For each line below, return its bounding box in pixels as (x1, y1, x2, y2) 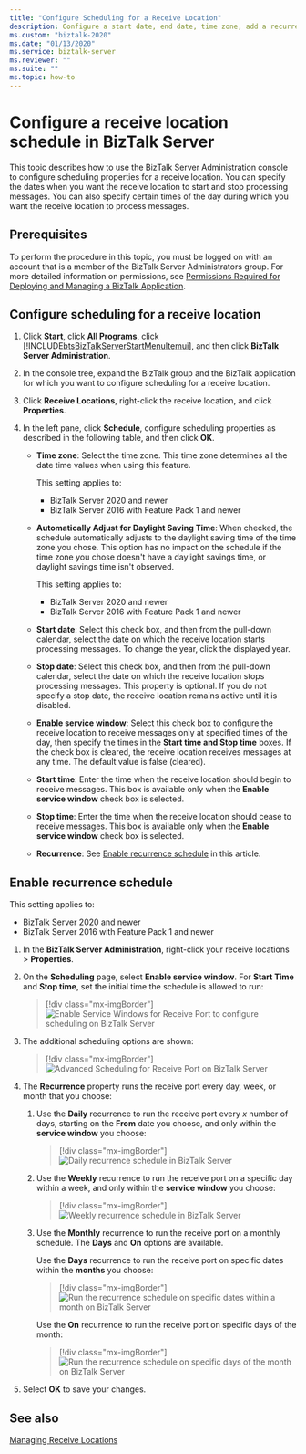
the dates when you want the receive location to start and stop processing (9, 181, 289, 192)
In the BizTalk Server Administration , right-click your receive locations (22, 944, 290, 955)
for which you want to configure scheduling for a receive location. (22, 378, 270, 389)
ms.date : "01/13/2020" (9, 38, 96, 48)
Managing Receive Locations (9, 1434, 118, 1445)
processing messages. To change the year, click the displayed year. (36, 643, 291, 654)
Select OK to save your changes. (22, 1384, 147, 1395)
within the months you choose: (36, 1265, 154, 1276)
